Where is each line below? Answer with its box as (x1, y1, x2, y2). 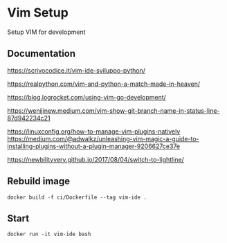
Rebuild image (7, 175, 71, 188)
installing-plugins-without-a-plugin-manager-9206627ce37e (7, 142, 181, 150)
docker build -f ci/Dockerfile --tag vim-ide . (7, 194, 147, 201)
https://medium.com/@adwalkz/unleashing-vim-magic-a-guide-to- (7, 134, 199, 143)
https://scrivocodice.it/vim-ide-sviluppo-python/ (7, 66, 146, 74)
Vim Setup (7, 5, 69, 21)
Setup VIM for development (7, 28, 86, 36)
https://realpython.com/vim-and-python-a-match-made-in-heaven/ (7, 80, 201, 88)
